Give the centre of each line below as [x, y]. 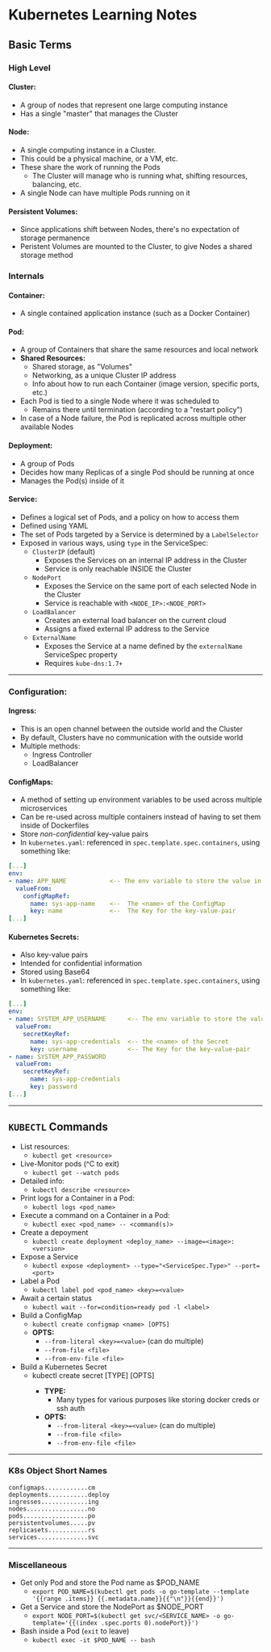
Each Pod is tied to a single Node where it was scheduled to [119, 401]
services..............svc [54, 1537]
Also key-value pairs [54, 955]
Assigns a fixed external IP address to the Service [127, 629]
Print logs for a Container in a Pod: [77, 1198]
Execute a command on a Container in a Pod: [95, 1215]
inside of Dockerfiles [54, 825]
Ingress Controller [62, 754]
